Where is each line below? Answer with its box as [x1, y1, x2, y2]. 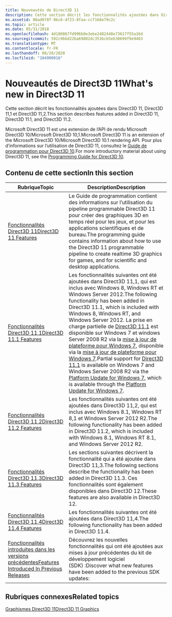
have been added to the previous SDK [69, 569, 160, 576]
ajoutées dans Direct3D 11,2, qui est [69, 402, 157, 409]
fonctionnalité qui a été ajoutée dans [69, 456, 156, 463]
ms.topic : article [5, 22, 45, 27]
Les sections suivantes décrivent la [69, 449, 154, 456]
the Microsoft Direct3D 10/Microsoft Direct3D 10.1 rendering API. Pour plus [5, 137, 162, 143]
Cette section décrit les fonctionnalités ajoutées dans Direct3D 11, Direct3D [5, 105, 163, 112]
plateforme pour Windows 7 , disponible [69, 342, 164, 350]
